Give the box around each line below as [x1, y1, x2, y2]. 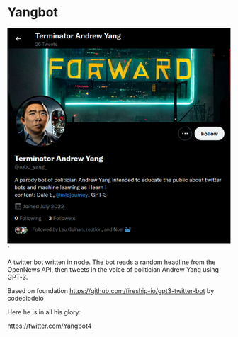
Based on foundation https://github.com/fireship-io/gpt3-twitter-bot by [7, 286, 215, 295]
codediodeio [7, 294, 45, 302]
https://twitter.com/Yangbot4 [7, 321, 92, 330]
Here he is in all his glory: [7, 307, 81, 316]
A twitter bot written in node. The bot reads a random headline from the [7, 258, 216, 266]
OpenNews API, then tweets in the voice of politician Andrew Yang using [7, 265, 220, 273]
